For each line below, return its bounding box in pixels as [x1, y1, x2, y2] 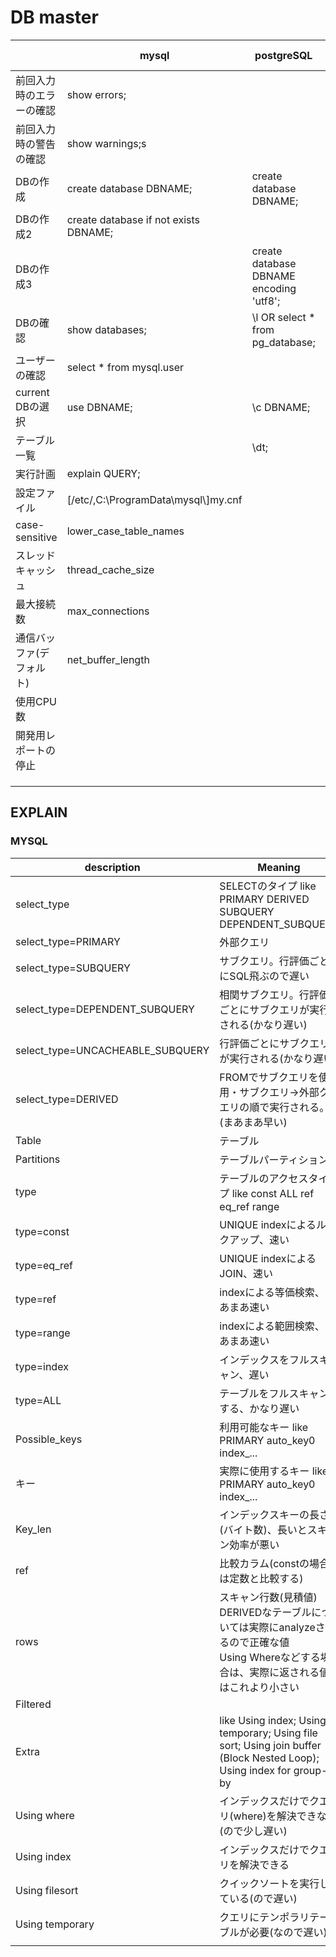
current [15, 385, 50, 399]
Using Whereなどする [219, 1650, 321, 1664]
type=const [15, 1224, 70, 1238]
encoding [251, 281, 297, 295]
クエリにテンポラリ [219, 1910, 310, 1924]
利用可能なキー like [219, 1420, 309, 1434]
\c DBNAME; [251, 400, 311, 414]
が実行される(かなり [219, 1051, 314, 1065]
